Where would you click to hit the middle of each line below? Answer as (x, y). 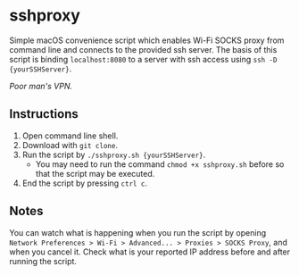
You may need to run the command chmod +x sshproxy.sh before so (160, 164)
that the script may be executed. (95, 173)
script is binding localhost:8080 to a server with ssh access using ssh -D (143, 59)
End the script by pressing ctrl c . (85, 183)
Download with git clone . (70, 145)
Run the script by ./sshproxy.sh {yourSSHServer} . (114, 154)
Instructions (44, 114)
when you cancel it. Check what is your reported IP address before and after (150, 252)
